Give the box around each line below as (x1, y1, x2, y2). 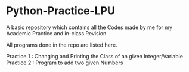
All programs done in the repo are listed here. (6, 41, 117, 48)
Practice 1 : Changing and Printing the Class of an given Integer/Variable (6, 53, 184, 60)
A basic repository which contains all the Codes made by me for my (6, 24, 173, 31)
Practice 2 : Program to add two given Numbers (6, 59, 123, 66)
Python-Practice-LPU (6, 4, 115, 18)
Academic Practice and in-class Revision (6, 30, 107, 37)
